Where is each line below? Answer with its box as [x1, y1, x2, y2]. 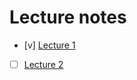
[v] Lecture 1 [23, 39, 76, 51]
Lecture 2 [23, 58, 64, 70]
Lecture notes [9, 6, 127, 29]
